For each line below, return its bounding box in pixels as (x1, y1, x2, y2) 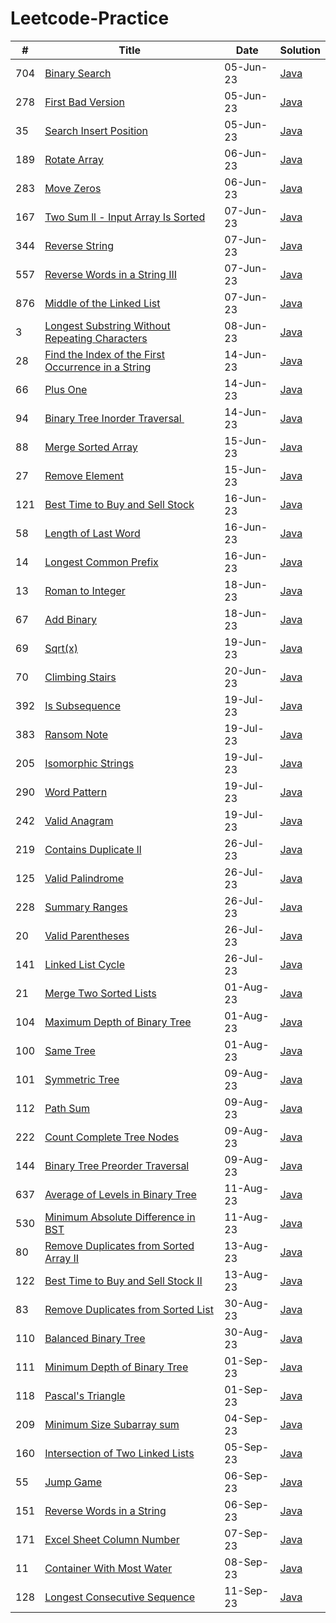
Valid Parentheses (44, 928, 130, 942)
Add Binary (44, 612, 98, 626)
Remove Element (44, 468, 124, 482)
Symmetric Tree (44, 1072, 120, 1086)
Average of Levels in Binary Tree (44, 1187, 197, 1201)
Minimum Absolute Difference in (44, 1210, 196, 1224)
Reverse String (44, 238, 115, 252)
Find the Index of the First (44, 347, 166, 361)
